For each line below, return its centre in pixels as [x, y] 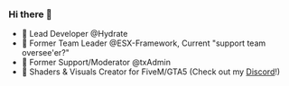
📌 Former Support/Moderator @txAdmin [96, 63]
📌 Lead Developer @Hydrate [75, 34]
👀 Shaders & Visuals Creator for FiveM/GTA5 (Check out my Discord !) [151, 72]
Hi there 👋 [31, 14]
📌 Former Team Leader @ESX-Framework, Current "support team [144, 43]
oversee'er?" [45, 53]
